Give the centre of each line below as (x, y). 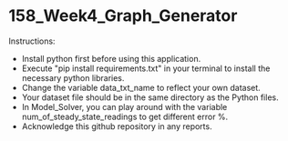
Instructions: (32, 41)
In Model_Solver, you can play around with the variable (124, 106)
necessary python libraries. (73, 77)
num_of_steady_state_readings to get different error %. (125, 116)
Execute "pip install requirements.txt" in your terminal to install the (146, 68)
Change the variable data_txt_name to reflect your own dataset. (141, 87)
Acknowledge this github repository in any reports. (117, 126)
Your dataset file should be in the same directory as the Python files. (150, 97)
